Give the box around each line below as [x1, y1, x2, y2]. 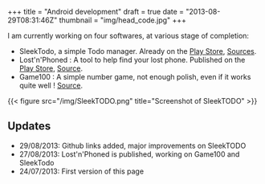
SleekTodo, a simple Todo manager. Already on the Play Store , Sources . [18, 47, 257, 55]
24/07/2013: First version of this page [18, 166, 145, 176]
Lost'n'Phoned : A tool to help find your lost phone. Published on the [18, 55, 246, 64]
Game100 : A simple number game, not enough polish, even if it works [18, 72, 251, 81]
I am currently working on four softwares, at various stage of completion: [7, 31, 250, 40]
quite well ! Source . [18, 80, 84, 90]
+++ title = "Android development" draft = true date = [7, 7, 185, 16]
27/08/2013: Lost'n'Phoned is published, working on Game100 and [18, 149, 240, 159]
